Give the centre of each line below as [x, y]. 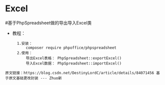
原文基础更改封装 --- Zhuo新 [35, 78]
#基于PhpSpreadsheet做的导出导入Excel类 [48, 23]
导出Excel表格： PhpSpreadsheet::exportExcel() [74, 58]
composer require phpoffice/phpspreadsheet [71, 48]
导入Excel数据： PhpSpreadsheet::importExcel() [74, 63]
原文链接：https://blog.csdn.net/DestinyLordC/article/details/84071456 [80, 73]
